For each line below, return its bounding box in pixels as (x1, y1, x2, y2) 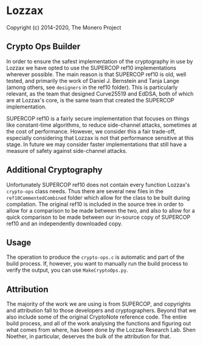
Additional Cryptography (6, 165, 103, 175)
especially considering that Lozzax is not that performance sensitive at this (6, 134, 194, 141)
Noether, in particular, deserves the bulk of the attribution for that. (6, 333, 171, 340)
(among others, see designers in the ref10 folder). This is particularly (6, 83, 178, 91)
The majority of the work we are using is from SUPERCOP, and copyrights (6, 300, 191, 308)
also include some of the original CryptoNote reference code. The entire (6, 313, 187, 320)
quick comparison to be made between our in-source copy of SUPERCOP (6, 213, 191, 221)
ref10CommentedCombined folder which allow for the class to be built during (6, 194, 190, 201)
